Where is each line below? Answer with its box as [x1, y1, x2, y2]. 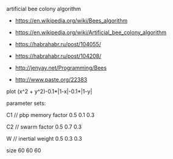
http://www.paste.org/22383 [15, 76, 87, 83]
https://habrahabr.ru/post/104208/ [15, 52, 102, 60]
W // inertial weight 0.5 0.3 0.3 [6, 135, 82, 142]
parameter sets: [6, 100, 46, 107]
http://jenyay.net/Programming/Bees [15, 64, 107, 71]
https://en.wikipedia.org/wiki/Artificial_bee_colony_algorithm [15, 29, 167, 36]
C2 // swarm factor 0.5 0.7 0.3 [6, 123, 82, 130]
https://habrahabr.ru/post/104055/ [15, 41, 102, 48]
